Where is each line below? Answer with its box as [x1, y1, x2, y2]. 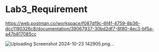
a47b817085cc [5, 31, 37, 37]
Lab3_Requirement [5, 4, 88, 15]
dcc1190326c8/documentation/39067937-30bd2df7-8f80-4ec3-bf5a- [5, 25, 154, 31]
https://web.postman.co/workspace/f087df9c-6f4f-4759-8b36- [5, 20, 141, 26]
